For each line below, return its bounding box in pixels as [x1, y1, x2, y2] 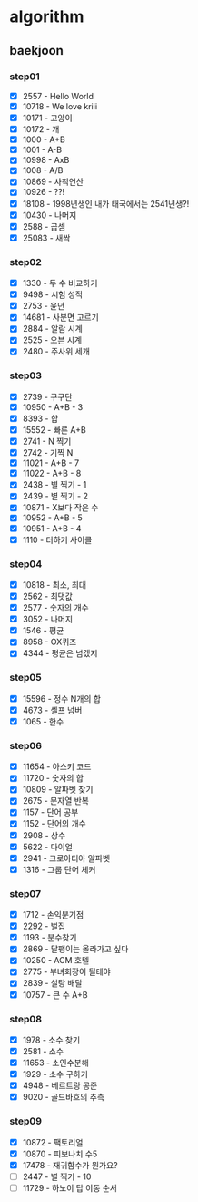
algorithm [9, 6, 84, 27]
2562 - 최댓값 [22, 591, 73, 602]
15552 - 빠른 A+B [22, 424, 86, 435]
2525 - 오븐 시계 [22, 334, 83, 345]
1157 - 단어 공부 [22, 806, 79, 817]
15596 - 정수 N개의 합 [22, 693, 102, 704]
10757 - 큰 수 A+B [22, 989, 88, 1000]
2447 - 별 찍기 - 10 [22, 1171, 92, 1182]
